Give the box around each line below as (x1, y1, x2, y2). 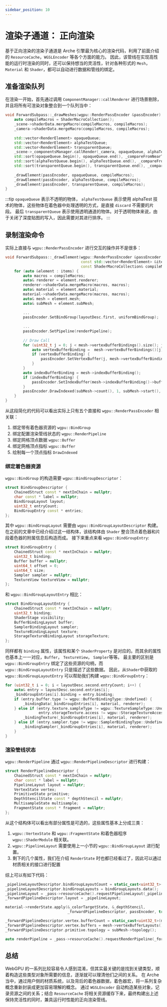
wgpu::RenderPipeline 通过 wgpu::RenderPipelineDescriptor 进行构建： (5, 759, 151, 765)
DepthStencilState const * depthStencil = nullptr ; (14, 796, 123, 801)
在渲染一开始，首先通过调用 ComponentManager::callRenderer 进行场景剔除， (5, 96, 162, 102)
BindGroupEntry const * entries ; (14, 508, 83, 513)
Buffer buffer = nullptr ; (14, 559, 68, 564)
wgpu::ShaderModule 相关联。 (12, 836, 72, 842)
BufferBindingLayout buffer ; (14, 620, 75, 625)
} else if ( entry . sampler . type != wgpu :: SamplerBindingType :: (14, 720, 146, 725)
